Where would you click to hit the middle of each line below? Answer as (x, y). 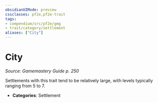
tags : (11, 19)
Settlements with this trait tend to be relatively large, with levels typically (79, 80)
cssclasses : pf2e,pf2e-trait (35, 14)
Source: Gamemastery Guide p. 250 (42, 71)
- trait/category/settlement (35, 28)
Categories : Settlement (36, 95)
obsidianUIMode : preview (31, 10)
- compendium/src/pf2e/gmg (33, 24)
